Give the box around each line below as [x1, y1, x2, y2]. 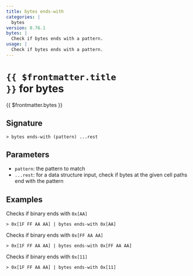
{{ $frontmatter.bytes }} [6, 101, 63, 108]
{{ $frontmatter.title [6, 71, 116, 82]
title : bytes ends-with [6, 8, 64, 15]
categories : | [6, 14, 41, 20]
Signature [6, 118, 43, 129]
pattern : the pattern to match [14, 165, 85, 172]
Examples [6, 194, 43, 205]
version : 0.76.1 [6, 25, 46, 31]
